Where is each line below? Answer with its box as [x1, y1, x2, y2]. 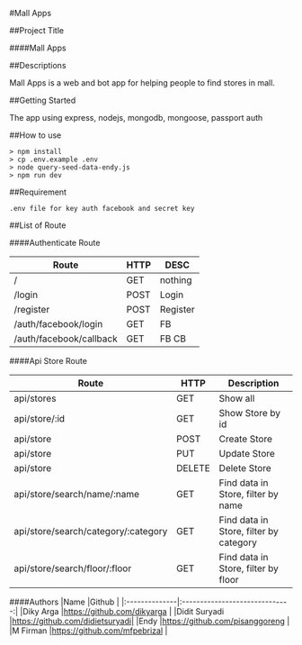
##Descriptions [9, 60, 67, 70]
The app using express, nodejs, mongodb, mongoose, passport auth [9, 113, 263, 123]
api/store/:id [13, 413, 66, 424]
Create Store [218, 432, 272, 445]
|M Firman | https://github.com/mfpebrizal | [9, 625, 168, 636]
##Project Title [9, 25, 65, 35]
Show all [218, 392, 255, 404]
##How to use [9, 130, 62, 141]
